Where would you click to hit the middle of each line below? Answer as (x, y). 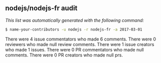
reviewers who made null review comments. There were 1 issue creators (80, 44)
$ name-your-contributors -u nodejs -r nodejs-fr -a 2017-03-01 (74, 29)
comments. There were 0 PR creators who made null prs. (64, 55)
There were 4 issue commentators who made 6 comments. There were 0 (81, 39)
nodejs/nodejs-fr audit (41, 8)
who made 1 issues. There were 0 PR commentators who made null (74, 49)
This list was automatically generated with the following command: (75, 20)
